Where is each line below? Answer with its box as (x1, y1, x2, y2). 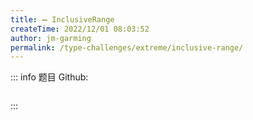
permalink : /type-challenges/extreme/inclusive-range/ (10, 42, 244, 53)
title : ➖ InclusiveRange (10, 14, 115, 25)
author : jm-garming (10, 33, 92, 43)
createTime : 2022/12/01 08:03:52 (10, 24, 150, 34)
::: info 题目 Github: (10, 71, 89, 83)
